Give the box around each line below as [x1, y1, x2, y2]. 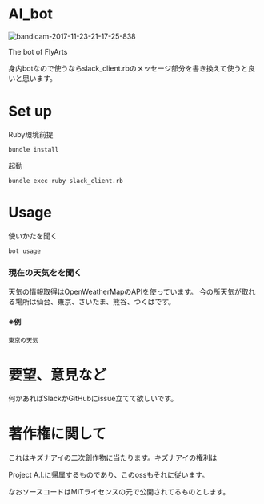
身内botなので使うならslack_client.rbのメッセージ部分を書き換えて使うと [8, 63, 249, 73]
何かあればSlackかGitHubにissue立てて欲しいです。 [8, 394, 178, 404]
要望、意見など [8, 366, 107, 384]
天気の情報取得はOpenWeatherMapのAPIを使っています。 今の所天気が [8, 287, 242, 297]
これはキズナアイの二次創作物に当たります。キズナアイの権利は [8, 453, 218, 462]
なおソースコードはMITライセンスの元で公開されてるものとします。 [8, 487, 230, 497]
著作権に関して [8, 425, 106, 443]
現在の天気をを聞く [8, 266, 82, 278]
